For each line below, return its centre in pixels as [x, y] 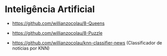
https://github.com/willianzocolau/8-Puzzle [57, 33]
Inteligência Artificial [50, 9]
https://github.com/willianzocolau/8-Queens [58, 23]
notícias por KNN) [31, 48]
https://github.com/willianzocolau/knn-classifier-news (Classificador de [87, 43]
